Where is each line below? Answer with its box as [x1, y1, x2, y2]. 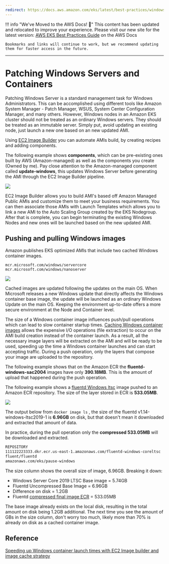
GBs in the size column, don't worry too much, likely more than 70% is [5, 514, 151, 520]
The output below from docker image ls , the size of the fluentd [5, 409, 137, 415]
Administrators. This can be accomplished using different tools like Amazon [5, 100, 162, 106]
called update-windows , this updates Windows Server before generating [5, 168, 157, 174]
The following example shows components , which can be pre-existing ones [5, 152, 163, 158]
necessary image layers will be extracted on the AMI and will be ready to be [5, 338, 162, 344]
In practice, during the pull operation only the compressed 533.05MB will [5, 429, 158, 435]
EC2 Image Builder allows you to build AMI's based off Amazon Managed [5, 193, 157, 199]
